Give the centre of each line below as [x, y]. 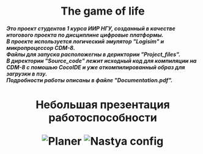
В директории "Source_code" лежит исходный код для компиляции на [102, 61]
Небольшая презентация [103, 104]
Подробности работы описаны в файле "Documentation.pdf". [90, 80]
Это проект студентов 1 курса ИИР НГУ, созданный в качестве [91, 28]
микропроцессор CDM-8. [41, 47]
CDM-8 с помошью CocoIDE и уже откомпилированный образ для [96, 67]
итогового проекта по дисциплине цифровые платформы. [85, 35]
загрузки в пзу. [27, 74]
